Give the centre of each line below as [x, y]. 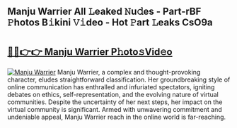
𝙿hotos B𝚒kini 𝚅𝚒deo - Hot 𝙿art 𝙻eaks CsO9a [110, 23]
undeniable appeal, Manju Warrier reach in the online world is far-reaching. [117, 117]
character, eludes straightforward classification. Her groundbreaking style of [119, 79]
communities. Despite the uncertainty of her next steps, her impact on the [115, 102]
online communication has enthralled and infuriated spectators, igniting [111, 87]
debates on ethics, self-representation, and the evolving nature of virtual [113, 95]
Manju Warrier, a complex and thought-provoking [129, 72]
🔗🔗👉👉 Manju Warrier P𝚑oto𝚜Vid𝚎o [90, 52]
